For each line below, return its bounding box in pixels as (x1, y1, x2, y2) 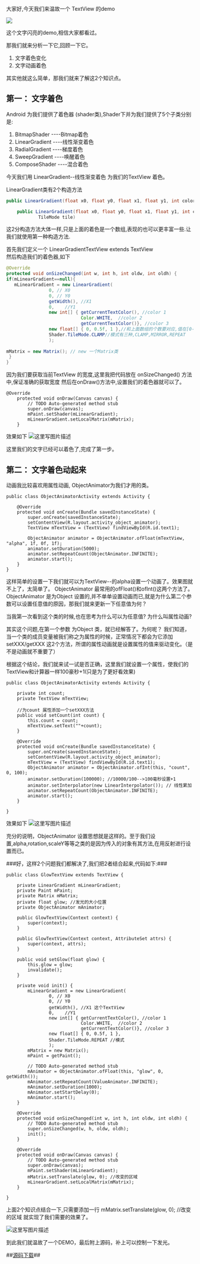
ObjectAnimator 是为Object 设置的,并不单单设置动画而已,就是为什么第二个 (6, 593, 187, 599)
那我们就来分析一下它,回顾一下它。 (6, 42, 92, 49)
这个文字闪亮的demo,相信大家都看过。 (6, 29, 100, 36)
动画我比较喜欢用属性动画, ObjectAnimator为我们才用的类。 (6, 482, 152, 489)
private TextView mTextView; (17, 696, 89, 701)
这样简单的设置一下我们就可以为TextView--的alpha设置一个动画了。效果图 (6, 578, 188, 585)
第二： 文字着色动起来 (6, 465, 86, 475)
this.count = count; (27, 718, 79, 724)
